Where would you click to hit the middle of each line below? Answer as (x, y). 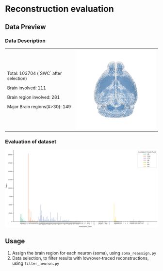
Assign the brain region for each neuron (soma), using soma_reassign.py (84, 253)
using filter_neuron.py (36, 263)
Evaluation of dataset (31, 142)
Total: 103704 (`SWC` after (34, 73)
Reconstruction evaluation (59, 9)
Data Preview (25, 27)
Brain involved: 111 (26, 88)
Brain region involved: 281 (33, 97)
